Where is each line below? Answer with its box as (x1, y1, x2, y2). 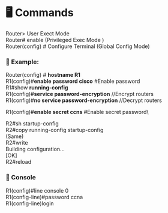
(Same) (5, 133, 24, 140)
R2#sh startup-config (5, 120, 59, 127)
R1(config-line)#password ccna (5, 193, 83, 200)
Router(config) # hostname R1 (5, 71, 80, 79)
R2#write (5, 139, 28, 146)
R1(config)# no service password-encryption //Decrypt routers (5, 97, 163, 104)
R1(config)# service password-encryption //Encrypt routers (5, 91, 154, 98)
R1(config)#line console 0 (5, 187, 69, 194)
